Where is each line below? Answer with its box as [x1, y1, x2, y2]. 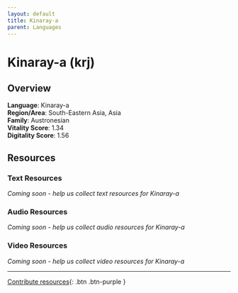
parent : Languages [7, 23, 62, 31]
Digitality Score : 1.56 [7, 131, 69, 140]
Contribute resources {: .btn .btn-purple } [7, 277, 126, 286]
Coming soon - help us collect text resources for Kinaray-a [7, 189, 179, 198]
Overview [7, 82, 52, 94]
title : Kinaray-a [7, 17, 59, 24]
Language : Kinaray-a [7, 101, 69, 110]
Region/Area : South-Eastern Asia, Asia [7, 109, 122, 117]
